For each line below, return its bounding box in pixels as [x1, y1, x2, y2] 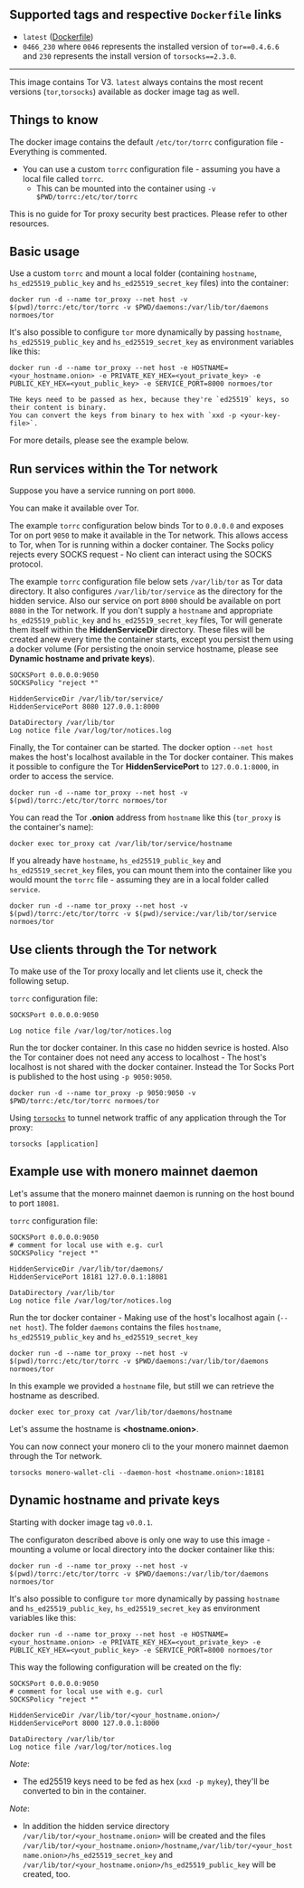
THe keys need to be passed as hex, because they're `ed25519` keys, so [9, 396, 290, 405]
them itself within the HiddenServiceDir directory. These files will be [9, 625, 265, 635]
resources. [9, 217, 50, 229]
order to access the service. [9, 771, 115, 782]
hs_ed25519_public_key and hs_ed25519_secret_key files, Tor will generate [9, 615, 283, 625]
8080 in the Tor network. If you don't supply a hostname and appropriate [9, 605, 273, 616]
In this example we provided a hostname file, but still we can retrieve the [9, 1380, 275, 1391]
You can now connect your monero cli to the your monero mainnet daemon [9, 1441, 290, 1452]
